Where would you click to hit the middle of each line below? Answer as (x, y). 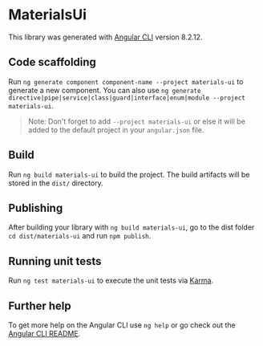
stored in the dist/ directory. (56, 183)
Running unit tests (55, 261)
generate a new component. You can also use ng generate (105, 90)
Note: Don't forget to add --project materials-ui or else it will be (137, 121)
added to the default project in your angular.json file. (116, 129)
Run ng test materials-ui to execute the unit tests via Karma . (111, 281)
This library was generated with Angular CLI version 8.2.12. (105, 37)
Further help (40, 305)
